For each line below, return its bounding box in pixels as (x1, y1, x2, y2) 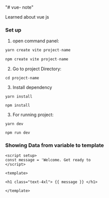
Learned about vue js (5, 14, 49, 20)
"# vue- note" (5, 5, 34, 10)
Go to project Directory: (12, 66, 62, 72)
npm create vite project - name (5, 57, 69, 62)
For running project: (12, 112, 54, 118)
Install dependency (12, 84, 52, 90)
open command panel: (12, 38, 59, 44)
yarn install (5, 94, 33, 100)
